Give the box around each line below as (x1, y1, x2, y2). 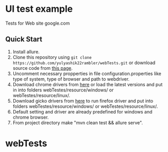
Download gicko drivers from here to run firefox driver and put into (12, 98, 154, 104)
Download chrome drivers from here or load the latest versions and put (12, 81, 163, 87)
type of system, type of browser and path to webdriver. (12, 75, 130, 82)
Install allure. (12, 48, 40, 54)
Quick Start (5, 35, 43, 44)
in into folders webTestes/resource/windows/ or (12, 87, 114, 93)
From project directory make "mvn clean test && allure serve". (12, 119, 143, 126)
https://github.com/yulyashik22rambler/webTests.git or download (12, 60, 156, 66)
